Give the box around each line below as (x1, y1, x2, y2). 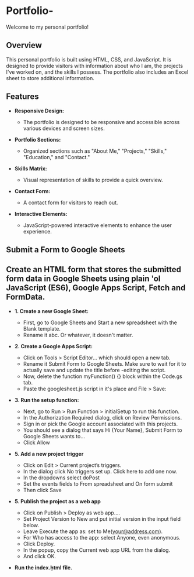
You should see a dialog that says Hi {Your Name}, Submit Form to (23, 426, 182, 434)
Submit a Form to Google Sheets (6, 245, 125, 255)
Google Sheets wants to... (23, 432, 86, 439)
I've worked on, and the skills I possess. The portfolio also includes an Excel (6, 68, 189, 75)
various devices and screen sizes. (23, 125, 105, 132)
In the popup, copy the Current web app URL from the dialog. (23, 546, 171, 554)
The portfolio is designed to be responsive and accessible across (23, 118, 180, 125)
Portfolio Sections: (14, 136, 61, 143)
